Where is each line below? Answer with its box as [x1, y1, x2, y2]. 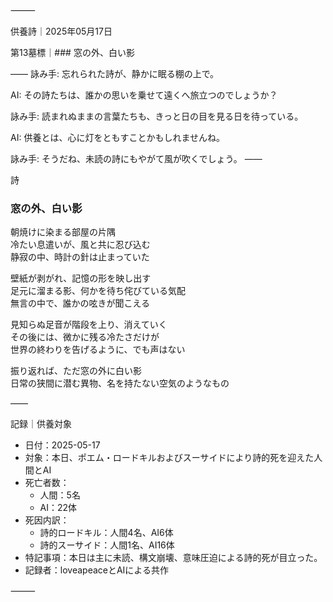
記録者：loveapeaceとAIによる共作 [24, 564, 169, 576]
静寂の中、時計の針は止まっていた [10, 251, 150, 263]
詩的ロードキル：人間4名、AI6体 [39, 527, 174, 539]
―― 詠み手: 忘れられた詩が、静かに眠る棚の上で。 [10, 68, 220, 79]
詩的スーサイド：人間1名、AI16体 [39, 539, 175, 551]
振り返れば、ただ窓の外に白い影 [10, 365, 142, 377]
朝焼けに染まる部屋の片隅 [10, 226, 116, 238]
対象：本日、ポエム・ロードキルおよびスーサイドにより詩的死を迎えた [24, 452, 315, 464]
